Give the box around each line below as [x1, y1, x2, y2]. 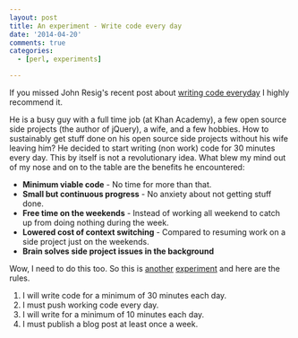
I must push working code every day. [21, 299, 159, 310]
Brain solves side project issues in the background [21, 246, 215, 256]
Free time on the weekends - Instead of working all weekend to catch [21, 208, 280, 218]
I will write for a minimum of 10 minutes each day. [21, 309, 205, 319]
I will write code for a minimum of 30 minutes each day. [21, 290, 227, 300]
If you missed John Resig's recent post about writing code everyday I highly [9, 87, 289, 98]
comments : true [9, 38, 66, 48]
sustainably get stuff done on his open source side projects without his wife [9, 134, 289, 143]
